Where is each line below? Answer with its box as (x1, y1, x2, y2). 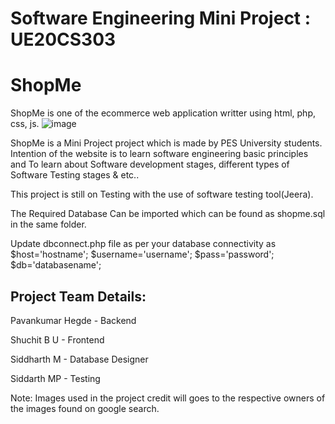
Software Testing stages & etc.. (10, 169, 140, 181)
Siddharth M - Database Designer (10, 353, 149, 365)
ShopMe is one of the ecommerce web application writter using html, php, (10, 107, 316, 119)
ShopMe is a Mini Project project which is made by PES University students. (10, 137, 323, 149)
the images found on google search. (10, 402, 160, 414)
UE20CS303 (10, 28, 117, 51)
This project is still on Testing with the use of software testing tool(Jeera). (10, 188, 314, 201)
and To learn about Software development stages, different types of (10, 158, 290, 171)
